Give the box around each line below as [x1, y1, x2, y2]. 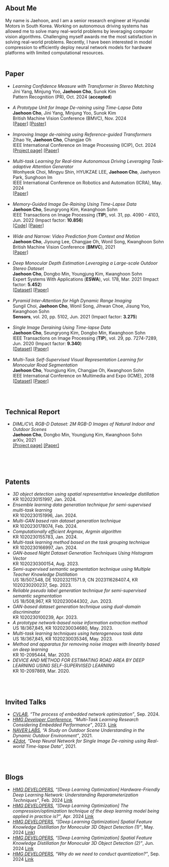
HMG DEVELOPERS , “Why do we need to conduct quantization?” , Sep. [12, 850, 160, 857]
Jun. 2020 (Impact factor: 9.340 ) [12, 340, 82, 346]
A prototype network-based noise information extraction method [12, 620, 148, 626]
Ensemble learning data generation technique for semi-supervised [12, 502, 151, 508]
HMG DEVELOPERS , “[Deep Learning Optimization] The [12, 802, 129, 808]
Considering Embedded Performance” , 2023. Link [12, 722, 117, 728]
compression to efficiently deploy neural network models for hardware [5, 44, 152, 50]
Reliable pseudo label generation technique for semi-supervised [12, 587, 146, 593]
